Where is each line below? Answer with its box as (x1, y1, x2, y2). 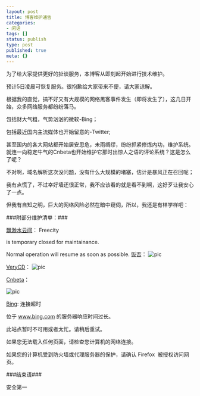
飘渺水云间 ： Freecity (6, 226, 60, 233)
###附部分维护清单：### (6, 214, 68, 221)
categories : (6, 20, 36, 26)
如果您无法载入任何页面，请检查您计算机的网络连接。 (6, 338, 137, 345)
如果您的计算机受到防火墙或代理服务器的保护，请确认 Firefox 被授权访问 (6, 351, 185, 358)
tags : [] (6, 31, 28, 37)
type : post (6, 42, 33, 48)
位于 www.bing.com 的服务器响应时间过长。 (6, 313, 114, 320)
